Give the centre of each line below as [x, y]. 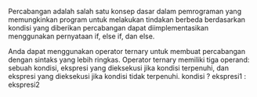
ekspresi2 [24, 84]
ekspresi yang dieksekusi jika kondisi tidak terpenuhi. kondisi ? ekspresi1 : [127, 76]
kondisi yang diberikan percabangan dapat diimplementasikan [109, 28]
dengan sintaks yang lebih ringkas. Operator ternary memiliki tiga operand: [129, 59]
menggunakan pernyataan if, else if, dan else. [81, 36]
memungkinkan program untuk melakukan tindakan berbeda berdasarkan [127, 20]
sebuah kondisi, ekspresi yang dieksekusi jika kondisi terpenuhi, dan [119, 68]
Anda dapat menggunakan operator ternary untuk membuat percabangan [127, 51]
